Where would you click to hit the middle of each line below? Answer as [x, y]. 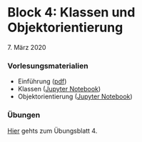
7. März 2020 [27, 47]
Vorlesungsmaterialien [48, 66]
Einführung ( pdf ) [42, 81]
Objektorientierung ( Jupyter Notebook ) [75, 96]
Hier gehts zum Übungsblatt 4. [52, 131]
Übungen [24, 115]
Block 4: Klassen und [71, 12]
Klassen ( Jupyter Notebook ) [59, 89]
